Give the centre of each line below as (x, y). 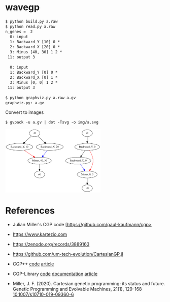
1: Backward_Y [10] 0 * (35, 42)
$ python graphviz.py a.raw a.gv (41, 98)
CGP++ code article (33, 264)
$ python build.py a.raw (31, 21)
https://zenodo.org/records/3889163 (51, 244)
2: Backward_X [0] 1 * (34, 77)
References (30, 210)
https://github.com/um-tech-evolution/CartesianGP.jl (68, 254)
